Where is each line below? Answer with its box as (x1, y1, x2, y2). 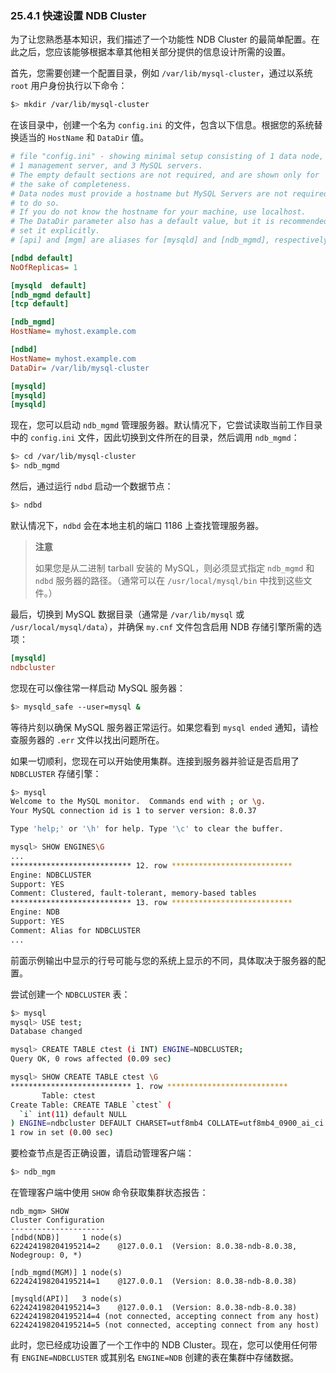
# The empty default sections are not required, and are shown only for (10, 170, 320, 180)
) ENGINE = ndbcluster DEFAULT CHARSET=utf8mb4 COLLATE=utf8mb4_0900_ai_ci (10, 1118, 325, 1129)
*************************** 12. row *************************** (10, 860, 293, 871)
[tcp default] (10, 299, 70, 309)
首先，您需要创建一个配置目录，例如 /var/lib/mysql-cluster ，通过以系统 (10, 67, 313, 79)
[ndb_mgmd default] (10, 290, 92, 300)
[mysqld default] (10, 280, 87, 291)
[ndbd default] (10, 253, 74, 263)
